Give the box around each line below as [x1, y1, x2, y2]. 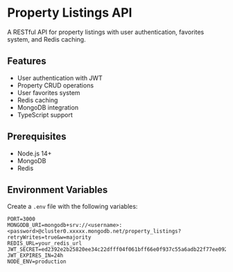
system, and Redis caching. [7, 35, 86, 43]
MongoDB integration [17, 103, 78, 112]
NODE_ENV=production [7, 258, 67, 265]
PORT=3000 [7, 216, 36, 223]
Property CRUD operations [17, 81, 94, 90]
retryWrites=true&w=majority [7, 234, 92, 241]
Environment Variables [7, 184, 108, 196]
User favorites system [17, 88, 80, 96]
